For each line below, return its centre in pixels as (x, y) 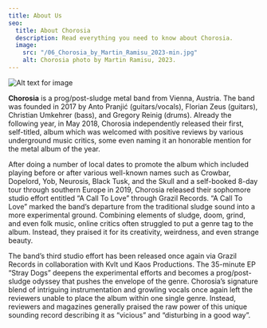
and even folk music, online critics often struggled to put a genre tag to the (131, 223)
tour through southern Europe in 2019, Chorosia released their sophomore (130, 189)
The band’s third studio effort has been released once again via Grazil (123, 256)
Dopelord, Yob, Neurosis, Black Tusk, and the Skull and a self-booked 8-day (133, 181)
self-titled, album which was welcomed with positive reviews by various (126, 131)
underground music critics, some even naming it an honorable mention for (130, 140)
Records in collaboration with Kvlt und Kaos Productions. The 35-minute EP (132, 264)
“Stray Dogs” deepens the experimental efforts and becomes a (112, 272)
